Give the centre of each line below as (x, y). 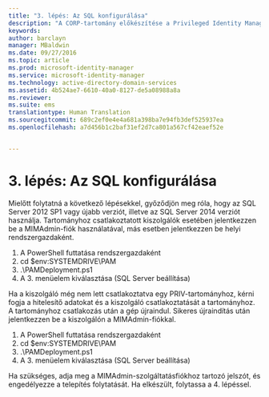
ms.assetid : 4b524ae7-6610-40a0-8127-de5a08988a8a (94, 90)
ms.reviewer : (30, 98)
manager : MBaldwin (39, 46)
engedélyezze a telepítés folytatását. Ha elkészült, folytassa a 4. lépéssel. (130, 384)
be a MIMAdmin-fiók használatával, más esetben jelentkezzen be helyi (125, 228)
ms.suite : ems (32, 105)
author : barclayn (37, 38)
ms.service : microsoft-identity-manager (77, 75)
